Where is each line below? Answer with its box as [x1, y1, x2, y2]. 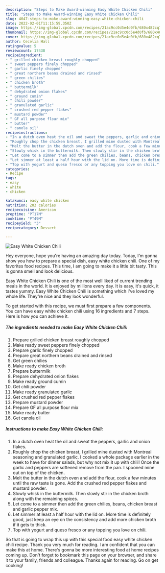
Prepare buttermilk [12, 368, 50, 374]
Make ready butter [12, 409, 50, 415]
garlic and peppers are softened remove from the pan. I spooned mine [12, 464, 155, 470]
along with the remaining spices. [12, 496, 78, 501]
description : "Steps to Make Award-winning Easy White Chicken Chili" [5, 7, 153, 12]
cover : [5, 35, 19, 40]
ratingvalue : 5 [5, 44, 37, 48]
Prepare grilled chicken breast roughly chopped [12, 336, 109, 343]
